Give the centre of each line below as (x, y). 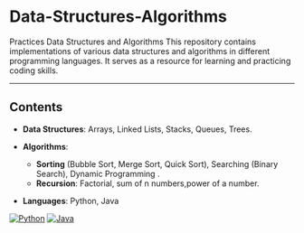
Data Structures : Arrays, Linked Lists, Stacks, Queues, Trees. (137, 129)
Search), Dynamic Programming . (98, 173)
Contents (36, 107)
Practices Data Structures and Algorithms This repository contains (133, 42)
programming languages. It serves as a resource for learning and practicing (150, 61)
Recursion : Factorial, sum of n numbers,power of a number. (147, 183)
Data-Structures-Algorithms (119, 17)
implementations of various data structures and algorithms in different (140, 51)
